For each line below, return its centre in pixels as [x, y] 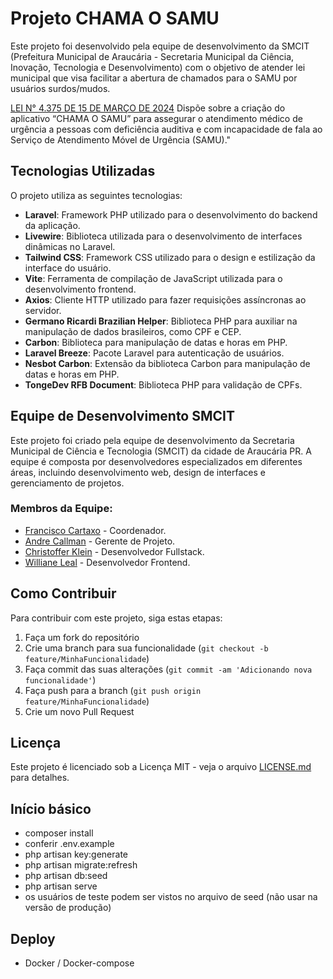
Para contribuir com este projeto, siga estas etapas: [116, 618]
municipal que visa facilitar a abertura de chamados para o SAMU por [154, 78]
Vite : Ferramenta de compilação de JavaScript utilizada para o [153, 278]
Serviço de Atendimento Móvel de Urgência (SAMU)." [121, 139]
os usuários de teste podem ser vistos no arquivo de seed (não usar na [171, 897]
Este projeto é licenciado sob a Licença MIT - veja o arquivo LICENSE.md [161, 767]
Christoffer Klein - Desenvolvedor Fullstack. [114, 551]
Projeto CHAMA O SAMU [115, 18]
